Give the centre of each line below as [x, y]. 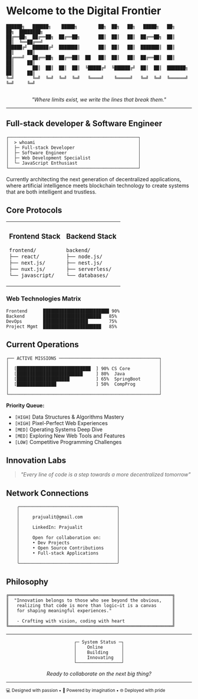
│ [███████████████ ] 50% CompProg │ [84, 384]
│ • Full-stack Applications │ [68, 553]
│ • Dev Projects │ [68, 543]
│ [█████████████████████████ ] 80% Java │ [84, 374]
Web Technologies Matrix [44, 299]
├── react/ [24, 257]
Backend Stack [91, 236]
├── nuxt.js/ [27, 269]
